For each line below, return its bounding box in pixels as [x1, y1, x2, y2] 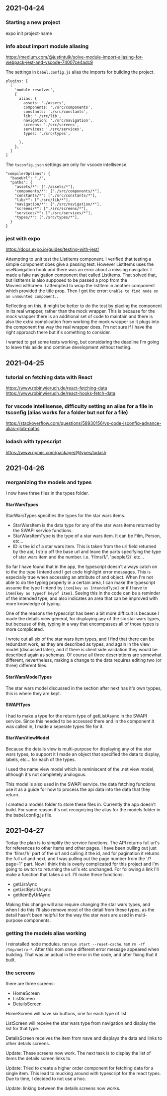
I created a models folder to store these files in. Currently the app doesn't [5, 801, 156, 807]
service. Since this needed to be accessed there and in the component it [5, 718, 155, 724]
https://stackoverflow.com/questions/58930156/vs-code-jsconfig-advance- [5, 420, 162, 426]
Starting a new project [5, 19, 61, 26]
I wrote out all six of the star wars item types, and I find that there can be [5, 636, 155, 642]
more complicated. [5, 626, 44, 632]
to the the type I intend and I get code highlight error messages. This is [5, 569, 151, 575]
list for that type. [5, 1026, 39, 1032]
